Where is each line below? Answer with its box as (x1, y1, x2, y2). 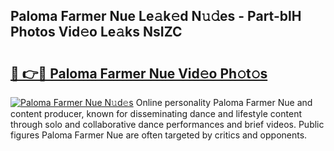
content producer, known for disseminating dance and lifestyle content (10, 108, 302, 119)
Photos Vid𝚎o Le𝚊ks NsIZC (10, 24, 183, 41)
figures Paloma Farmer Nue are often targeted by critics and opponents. (10, 129, 308, 141)
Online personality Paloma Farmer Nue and (135, 97, 313, 108)
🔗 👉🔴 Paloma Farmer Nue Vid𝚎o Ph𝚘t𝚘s (10, 65, 268, 82)
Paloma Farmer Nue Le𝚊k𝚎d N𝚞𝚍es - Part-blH (10, 8, 302, 25)
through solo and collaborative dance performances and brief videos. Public (10, 119, 325, 130)
